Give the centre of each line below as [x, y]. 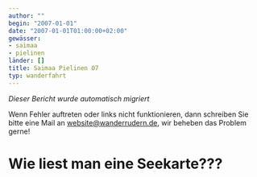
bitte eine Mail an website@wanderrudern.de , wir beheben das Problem [128, 122]
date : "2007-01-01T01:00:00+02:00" [68, 31]
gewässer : [25, 38]
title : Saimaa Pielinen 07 [54, 68]
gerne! [19, 131]
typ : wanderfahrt [37, 76]
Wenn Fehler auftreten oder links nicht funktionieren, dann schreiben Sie [128, 114]
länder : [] [27, 61]
